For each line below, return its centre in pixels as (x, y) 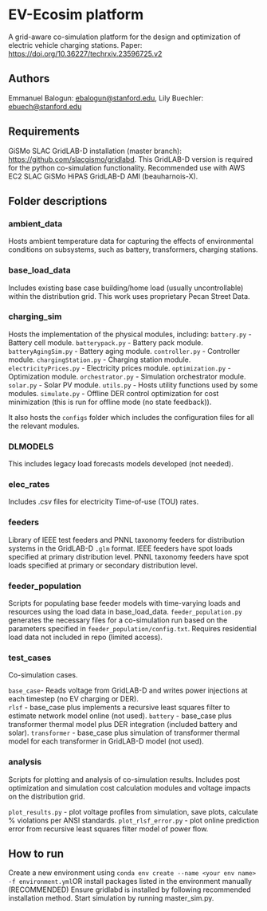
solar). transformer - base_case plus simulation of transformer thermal (124, 733)
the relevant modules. (44, 426)
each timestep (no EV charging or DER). (74, 699)
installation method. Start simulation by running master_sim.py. (111, 898)
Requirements (44, 132)
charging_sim (35, 316)
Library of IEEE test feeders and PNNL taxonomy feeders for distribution (127, 540)
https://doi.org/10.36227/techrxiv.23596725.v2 (85, 53)
